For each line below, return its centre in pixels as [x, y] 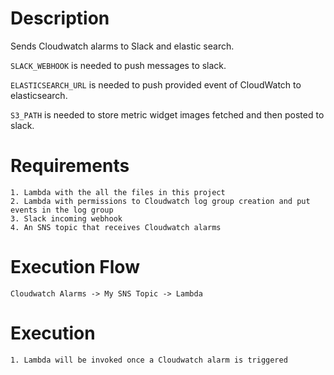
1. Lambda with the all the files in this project [118, 192]
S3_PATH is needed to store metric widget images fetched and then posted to [167, 114]
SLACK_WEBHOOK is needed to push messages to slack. [118, 65]
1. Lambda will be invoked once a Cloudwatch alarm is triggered [149, 360]
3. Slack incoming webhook [66, 218]
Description [60, 18]
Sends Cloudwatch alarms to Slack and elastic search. [122, 46]
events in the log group [62, 210]
